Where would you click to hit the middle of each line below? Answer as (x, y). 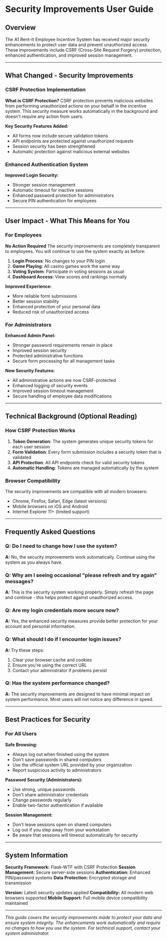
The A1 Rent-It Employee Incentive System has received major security (78, 39)
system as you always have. (34, 562)
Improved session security (40, 350)
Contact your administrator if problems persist (60, 670)
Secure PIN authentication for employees (54, 200)
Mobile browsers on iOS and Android (50, 506)
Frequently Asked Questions (50, 532)
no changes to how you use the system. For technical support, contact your (83, 928)
